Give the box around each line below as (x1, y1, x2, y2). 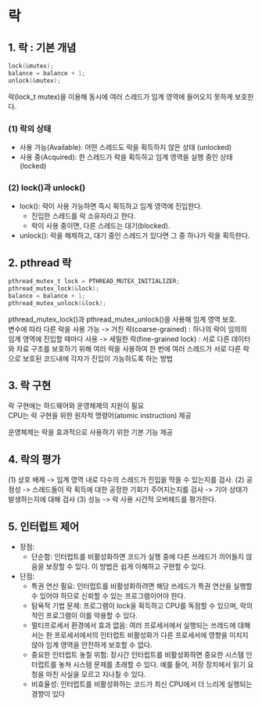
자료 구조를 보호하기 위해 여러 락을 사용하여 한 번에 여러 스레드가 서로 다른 (16, 344, 242, 353)
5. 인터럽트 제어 (8, 519, 80, 533)
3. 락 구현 (8, 378, 52, 392)
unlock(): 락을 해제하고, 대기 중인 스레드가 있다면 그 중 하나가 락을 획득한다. (19, 231, 250, 240)
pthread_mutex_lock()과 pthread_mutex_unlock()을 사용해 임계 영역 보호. (8, 315, 237, 324)
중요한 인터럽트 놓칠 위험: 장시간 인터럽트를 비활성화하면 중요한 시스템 (31, 650, 245, 659)
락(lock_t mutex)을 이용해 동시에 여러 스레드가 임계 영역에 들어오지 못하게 (8, 92, 233, 101)
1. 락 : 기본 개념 (8, 41, 77, 54)
